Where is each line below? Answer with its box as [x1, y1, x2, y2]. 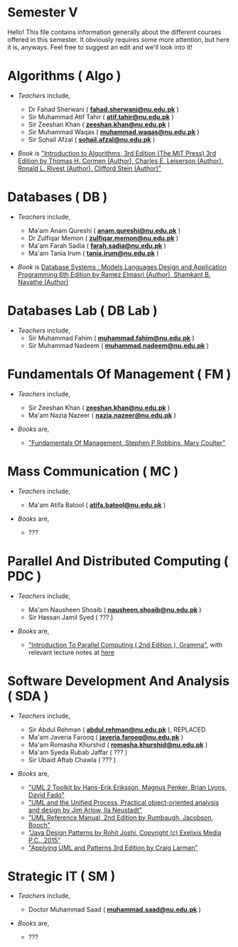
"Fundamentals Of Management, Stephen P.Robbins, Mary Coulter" [28, 438, 226, 447]
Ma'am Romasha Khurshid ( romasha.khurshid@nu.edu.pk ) [28, 740, 208, 749]
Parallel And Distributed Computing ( [7, 553, 229, 569]
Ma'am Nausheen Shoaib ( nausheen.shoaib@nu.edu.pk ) [28, 605, 202, 614]
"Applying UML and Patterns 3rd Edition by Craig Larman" [28, 843, 198, 852]
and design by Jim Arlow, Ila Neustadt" [28, 806, 143, 814]
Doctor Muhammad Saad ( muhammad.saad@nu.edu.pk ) [28, 905, 201, 914]
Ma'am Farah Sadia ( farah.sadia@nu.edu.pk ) [28, 241, 167, 249]
